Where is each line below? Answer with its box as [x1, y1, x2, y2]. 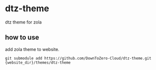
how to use [5, 33, 39, 42]
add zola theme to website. [5, 46, 59, 52]
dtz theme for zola [5, 19, 42, 25]
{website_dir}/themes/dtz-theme [5, 60, 71, 65]
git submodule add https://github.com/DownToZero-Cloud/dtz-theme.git [5, 56, 152, 61]
